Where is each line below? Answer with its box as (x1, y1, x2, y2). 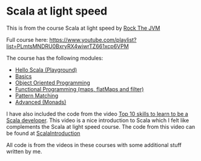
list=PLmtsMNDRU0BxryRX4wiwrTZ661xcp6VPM (6, 43, 129, 50)
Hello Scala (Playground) (15, 66, 77, 74)
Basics (15, 72, 32, 80)
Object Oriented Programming (15, 79, 91, 86)
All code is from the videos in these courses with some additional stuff (6, 141, 182, 148)
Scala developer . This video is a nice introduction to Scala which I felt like (6, 117, 189, 124)
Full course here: (6, 36, 48, 43)
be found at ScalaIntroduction (6, 129, 81, 137)
